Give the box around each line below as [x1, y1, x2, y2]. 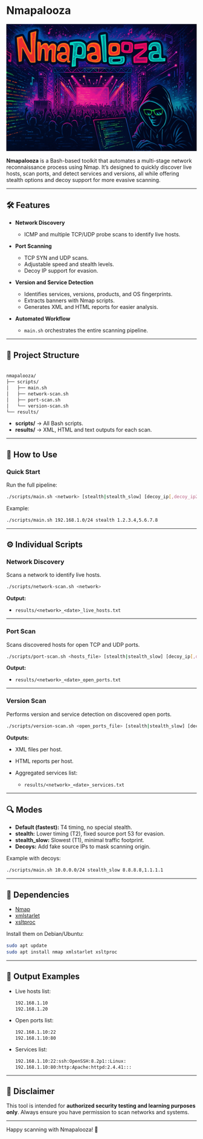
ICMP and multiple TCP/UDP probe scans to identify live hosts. [24, 231, 181, 238]
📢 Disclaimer [6, 1086, 55, 1097]
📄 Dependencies [6, 889, 69, 900]
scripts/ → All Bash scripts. [14, 420, 83, 427]
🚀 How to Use [6, 449, 57, 459]
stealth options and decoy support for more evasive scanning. [6, 176, 161, 183]
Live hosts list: [14, 987, 51, 995]
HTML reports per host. [14, 757, 74, 765]
